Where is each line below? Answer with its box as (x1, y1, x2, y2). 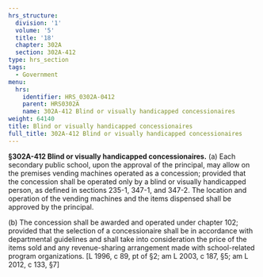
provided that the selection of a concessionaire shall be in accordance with (8, 225, 253, 235)
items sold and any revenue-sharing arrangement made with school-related (8, 243, 255, 252)
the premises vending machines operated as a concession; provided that (8, 168, 246, 178)
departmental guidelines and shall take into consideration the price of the (8, 234, 247, 244)
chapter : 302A (15, 41, 62, 49)
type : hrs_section (8, 56, 69, 64)
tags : (8, 63, 26, 71)
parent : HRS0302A (22, 100, 80, 108)
